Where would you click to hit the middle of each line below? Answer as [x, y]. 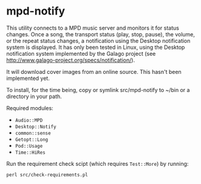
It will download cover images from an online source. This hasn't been [94, 71]
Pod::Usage [29, 146]
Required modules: [30, 108]
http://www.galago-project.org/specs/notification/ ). [71, 60]
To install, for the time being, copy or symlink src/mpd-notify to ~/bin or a [98, 90]
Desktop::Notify [36, 126]
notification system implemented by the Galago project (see [81, 53]
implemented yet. [28, 78]
